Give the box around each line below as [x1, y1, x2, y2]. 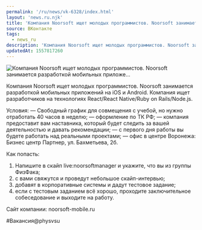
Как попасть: [6, 150, 40, 157]
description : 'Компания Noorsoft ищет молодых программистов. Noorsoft [6, 43, 189, 49]
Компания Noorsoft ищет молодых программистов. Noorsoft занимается [6, 82, 194, 89]
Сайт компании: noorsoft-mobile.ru [6, 205, 95, 213]
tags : [6, 31, 20, 37]
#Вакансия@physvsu [6, 217, 60, 224]
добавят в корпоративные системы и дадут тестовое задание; [14, 181, 176, 188]
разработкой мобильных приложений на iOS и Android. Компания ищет [6, 88, 191, 96]
